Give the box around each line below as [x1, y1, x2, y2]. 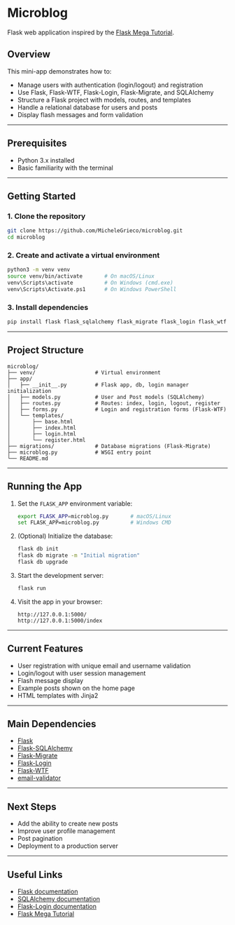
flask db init [17, 546, 59, 553]
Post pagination [17, 835, 63, 843]
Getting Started [7, 190, 76, 202]
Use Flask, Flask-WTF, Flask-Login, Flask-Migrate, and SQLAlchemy [17, 88, 214, 96]
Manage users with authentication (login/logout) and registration [17, 81, 204, 89]
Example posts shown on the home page [17, 684, 135, 692]
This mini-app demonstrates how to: [7, 67, 112, 75]
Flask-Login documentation [17, 903, 97, 911]
